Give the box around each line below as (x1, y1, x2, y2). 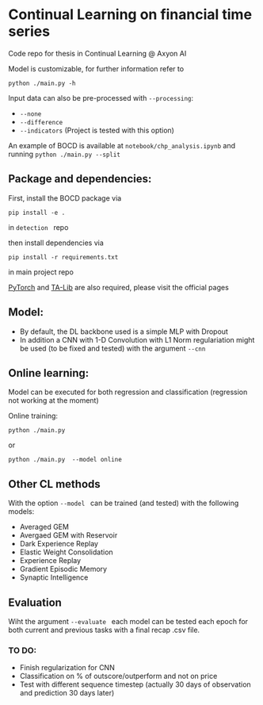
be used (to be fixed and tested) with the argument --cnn (19, 343, 206, 353)
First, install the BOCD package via (8, 193, 122, 203)
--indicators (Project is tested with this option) (19, 125, 174, 135)
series (8, 22, 50, 40)
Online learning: (8, 366, 90, 380)
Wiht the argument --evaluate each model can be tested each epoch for (8, 617, 248, 626)
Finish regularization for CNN (19, 663, 115, 672)
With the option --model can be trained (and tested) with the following (8, 498, 239, 508)
